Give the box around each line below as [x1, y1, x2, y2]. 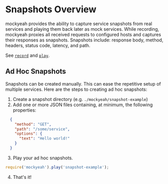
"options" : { [14, 131, 43, 136]
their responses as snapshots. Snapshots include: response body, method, [5, 37, 163, 43]
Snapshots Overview [5, 4, 97, 15]
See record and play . [5, 52, 50, 58]
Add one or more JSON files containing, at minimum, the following [12, 101, 153, 108]
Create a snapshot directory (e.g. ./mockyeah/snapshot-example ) [12, 96, 148, 102]
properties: [12, 107, 36, 113]
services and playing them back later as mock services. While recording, [5, 26, 159, 32]
